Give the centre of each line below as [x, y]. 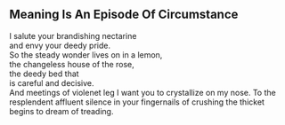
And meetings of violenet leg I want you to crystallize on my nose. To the [142, 92]
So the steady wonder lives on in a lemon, [86, 55]
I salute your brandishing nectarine [73, 35]
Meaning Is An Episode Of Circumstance [124, 15]
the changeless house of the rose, [72, 64]
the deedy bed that [44, 74]
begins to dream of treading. [61, 111]
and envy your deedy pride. [60, 45]
